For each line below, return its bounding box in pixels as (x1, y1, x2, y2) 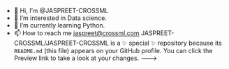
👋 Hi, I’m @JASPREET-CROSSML (13, 7, 109, 14)
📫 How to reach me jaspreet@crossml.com (13, 29, 140, 37)
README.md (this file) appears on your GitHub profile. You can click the (13, 47, 213, 55)
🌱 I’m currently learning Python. (13, 21, 105, 29)
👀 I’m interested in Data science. (13, 14, 107, 22)
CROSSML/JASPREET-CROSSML (13, 39, 110, 47)
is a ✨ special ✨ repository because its (110, 39, 222, 47)
